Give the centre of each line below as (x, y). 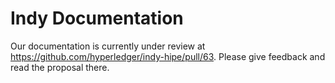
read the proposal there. (60, 67)
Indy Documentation (97, 18)
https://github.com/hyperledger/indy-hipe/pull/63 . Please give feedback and (168, 56)
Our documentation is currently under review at (108, 46)
